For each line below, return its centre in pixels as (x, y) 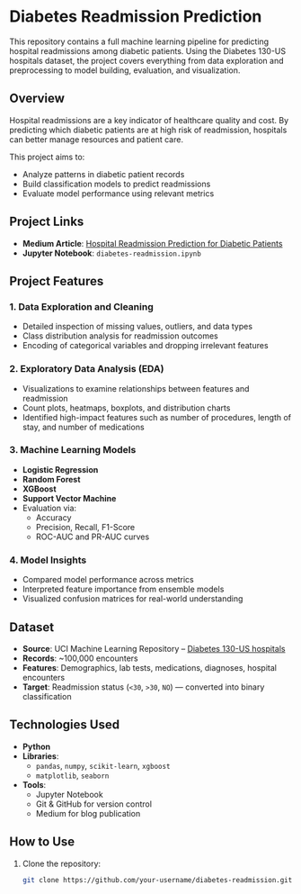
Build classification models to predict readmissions (116, 184)
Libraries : (40, 756)
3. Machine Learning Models (73, 450)
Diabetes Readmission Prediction (136, 17)
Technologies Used (64, 725)
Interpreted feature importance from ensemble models (123, 589)
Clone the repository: (62, 863)
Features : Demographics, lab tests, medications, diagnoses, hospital (149, 667)
